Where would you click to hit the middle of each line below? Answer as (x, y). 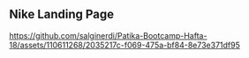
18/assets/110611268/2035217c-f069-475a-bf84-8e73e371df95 (124, 45)
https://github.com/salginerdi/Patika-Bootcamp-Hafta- (108, 35)
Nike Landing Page (62, 14)
